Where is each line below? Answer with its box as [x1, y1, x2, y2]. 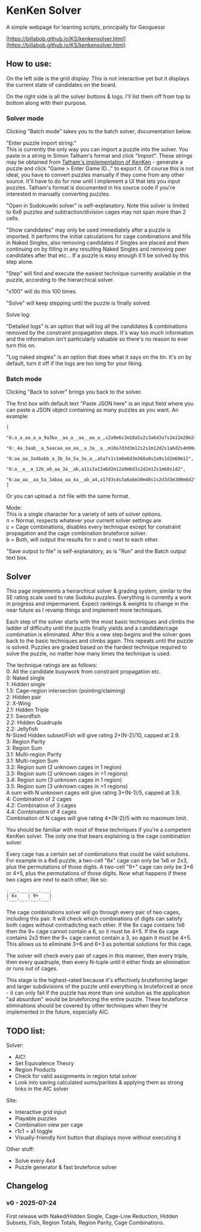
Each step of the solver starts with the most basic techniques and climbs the [6, 618, 194, 626]
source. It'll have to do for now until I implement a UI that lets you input [6, 178, 181, 185]
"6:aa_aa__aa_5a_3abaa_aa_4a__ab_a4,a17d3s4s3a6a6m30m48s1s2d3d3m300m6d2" [6, 477, 197, 483]
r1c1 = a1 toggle [14, 1127, 53, 1134]
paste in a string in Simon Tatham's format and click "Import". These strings [6, 152, 193, 160]
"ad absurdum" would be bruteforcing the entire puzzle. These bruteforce [6, 996, 188, 1003]
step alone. [6, 259, 34, 266]
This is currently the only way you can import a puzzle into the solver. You [6, 146, 188, 153]
